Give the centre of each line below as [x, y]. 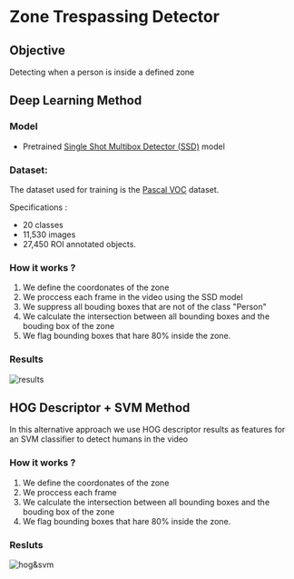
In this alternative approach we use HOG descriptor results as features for [147, 430]
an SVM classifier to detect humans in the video [99, 439]
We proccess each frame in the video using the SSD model [132, 297]
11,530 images [49, 235]
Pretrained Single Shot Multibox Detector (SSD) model [123, 146]
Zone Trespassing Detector [115, 17]
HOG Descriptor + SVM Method [100, 408]
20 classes [43, 225]
